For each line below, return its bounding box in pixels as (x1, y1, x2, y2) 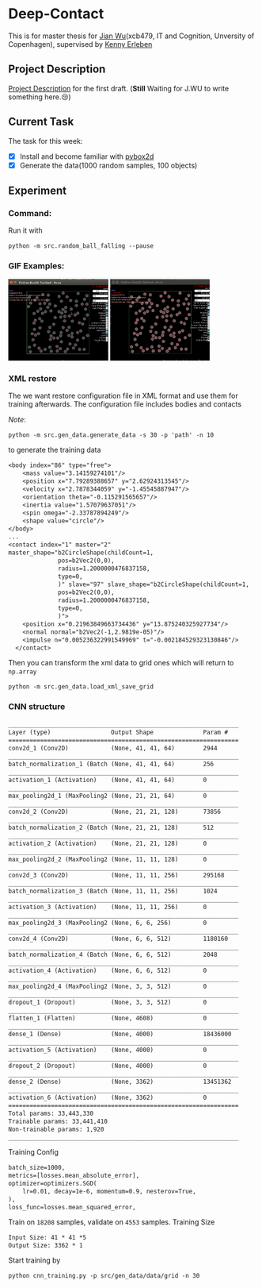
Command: (8, 208, 52, 218)
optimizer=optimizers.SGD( (8, 1179, 97, 1187)
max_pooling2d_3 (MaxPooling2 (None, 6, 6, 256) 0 (8, 919, 207, 927)
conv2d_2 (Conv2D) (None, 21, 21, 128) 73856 (8, 808, 222, 816)
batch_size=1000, (8, 1163, 66, 1171)
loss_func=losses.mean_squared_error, (8, 1203, 136, 1211)
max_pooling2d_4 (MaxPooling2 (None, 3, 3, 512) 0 (8, 982, 207, 990)
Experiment (8, 184, 67, 198)
